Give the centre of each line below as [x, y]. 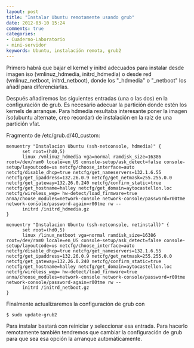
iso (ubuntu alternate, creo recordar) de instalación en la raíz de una [89, 117]
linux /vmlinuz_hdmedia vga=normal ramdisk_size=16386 [92, 157]
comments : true [25, 28]
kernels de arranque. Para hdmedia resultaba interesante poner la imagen [97, 111]
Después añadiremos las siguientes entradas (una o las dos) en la [87, 98]
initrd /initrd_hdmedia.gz [56, 209]
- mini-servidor [26, 45]
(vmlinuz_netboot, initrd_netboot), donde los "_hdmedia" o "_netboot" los [96, 80]
